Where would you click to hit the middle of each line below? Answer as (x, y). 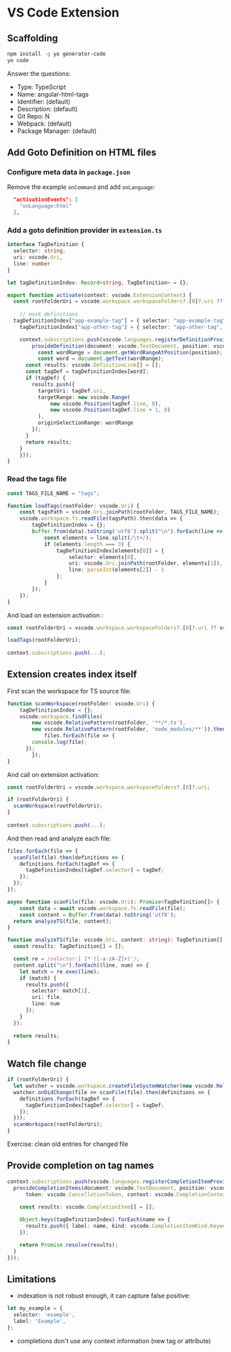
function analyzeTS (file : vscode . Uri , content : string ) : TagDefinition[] (115, 940)
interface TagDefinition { (46, 245)
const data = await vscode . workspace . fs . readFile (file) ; (103, 908)
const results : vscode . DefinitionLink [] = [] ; (93, 365)
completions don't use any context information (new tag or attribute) (114, 1341)
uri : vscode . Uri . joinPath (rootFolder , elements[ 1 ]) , (146, 563)
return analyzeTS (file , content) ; (63, 921)
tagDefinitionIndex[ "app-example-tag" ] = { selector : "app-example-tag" (120, 321)
